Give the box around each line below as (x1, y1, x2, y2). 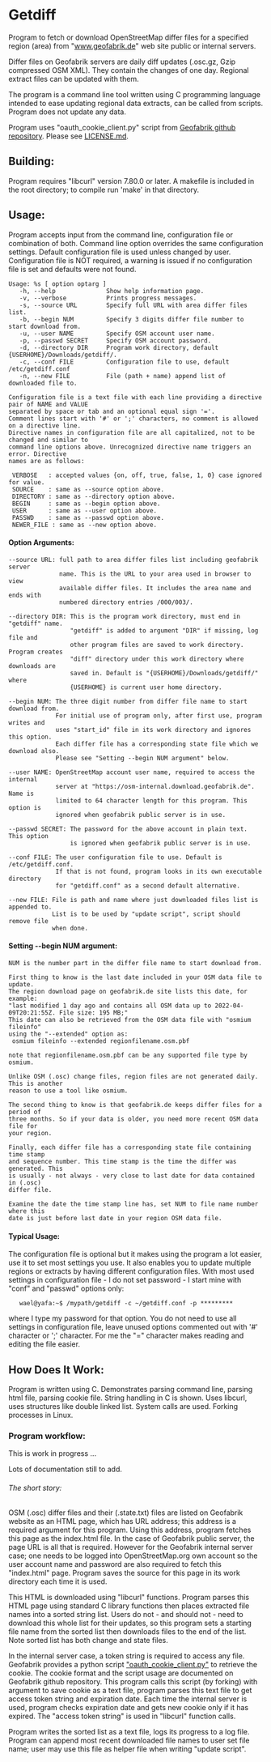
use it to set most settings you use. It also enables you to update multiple (8, 1258, 252, 1268)
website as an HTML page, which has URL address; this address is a (8, 1517, 237, 1526)
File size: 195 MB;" (59, 1008, 129, 1017)
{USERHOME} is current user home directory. (70, 683, 222, 692)
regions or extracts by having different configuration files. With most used (8, 1266, 255, 1276)
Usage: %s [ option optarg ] (8, 279, 107, 288)
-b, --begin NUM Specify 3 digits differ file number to (19, 315, 244, 323)
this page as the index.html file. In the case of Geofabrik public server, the (8, 1534, 255, 1543)
